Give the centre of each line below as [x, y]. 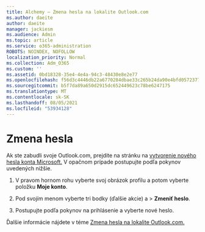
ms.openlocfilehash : [33, 80]
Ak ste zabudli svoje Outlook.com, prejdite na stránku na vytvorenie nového [101, 156]
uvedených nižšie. [29, 169]
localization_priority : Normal [46, 57]
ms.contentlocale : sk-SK [38, 97]
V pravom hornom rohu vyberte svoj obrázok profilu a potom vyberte [102, 180]
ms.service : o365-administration [49, 46]
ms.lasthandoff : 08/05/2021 [42, 103]
